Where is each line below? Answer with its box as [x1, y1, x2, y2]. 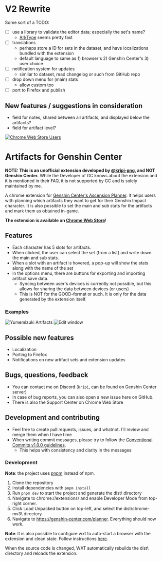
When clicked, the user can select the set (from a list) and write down [12, 249, 152, 255]
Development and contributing [5, 413, 100, 422]
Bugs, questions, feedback [5, 371, 89, 379]
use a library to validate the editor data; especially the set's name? [12, 29, 145, 35]
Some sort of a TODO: [5, 19, 50, 25]
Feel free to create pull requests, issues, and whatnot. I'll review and [12, 426, 149, 432]
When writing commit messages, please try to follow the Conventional [12, 437, 153, 443]
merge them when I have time [12, 431, 72, 437]
